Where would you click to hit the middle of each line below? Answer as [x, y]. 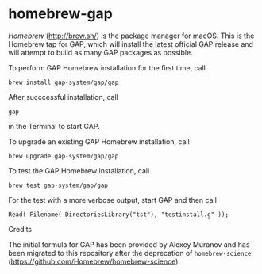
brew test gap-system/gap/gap [58, 185]
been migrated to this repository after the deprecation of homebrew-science [130, 253]
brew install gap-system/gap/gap [64, 82]
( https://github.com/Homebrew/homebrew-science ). [94, 261]
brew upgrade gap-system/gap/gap [64, 156]
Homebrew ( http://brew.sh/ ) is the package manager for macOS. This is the [131, 36]
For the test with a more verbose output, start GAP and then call [112, 200]
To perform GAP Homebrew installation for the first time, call [107, 67]
